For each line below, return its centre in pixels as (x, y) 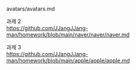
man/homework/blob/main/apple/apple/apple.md (68, 61)
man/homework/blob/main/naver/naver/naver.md (68, 35)
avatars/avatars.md (30, 9)
